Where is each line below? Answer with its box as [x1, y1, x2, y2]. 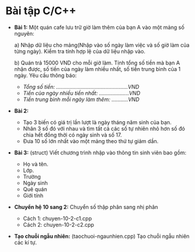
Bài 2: [14, 107, 29, 114]
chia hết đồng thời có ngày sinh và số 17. [23, 131, 122, 138]
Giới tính [23, 192, 44, 199]
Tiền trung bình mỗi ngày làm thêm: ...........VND [23, 96, 140, 103]
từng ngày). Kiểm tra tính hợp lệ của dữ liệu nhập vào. [14, 47, 146, 54]
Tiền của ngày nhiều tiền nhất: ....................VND [23, 89, 140, 96]
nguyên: [14, 30, 34, 37]
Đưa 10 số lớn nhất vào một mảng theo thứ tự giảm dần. [23, 137, 159, 144]
